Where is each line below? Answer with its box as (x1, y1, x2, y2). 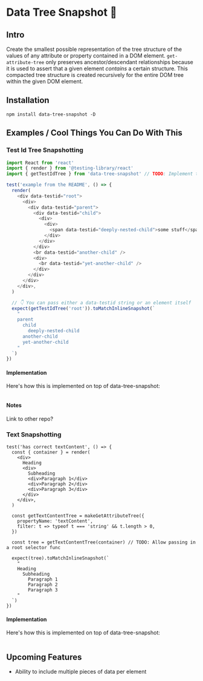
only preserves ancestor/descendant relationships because (45, 59, 193, 65)
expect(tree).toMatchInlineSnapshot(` (11, 555, 110, 561)
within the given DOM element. (6, 78, 83, 85)
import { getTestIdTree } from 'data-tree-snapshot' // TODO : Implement (6, 171, 193, 177)
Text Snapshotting (6, 430, 62, 438)
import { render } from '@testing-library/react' (6, 165, 134, 171)
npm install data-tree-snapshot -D (6, 111, 96, 117)
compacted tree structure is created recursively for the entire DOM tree (6, 71, 184, 78)
